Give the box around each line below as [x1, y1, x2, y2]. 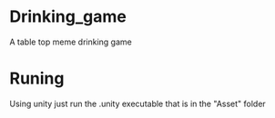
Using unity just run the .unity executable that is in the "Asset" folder [9, 98, 266, 109]
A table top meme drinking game [9, 36, 132, 47]
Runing [9, 68, 65, 89]
